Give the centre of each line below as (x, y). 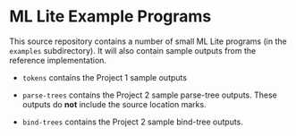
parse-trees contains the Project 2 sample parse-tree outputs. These (149, 95)
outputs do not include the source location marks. (114, 104)
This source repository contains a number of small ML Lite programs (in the (148, 41)
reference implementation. (58, 60)
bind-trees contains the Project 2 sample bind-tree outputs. (133, 122)
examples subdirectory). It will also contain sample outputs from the (133, 50)
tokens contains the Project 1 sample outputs (105, 77)
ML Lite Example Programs (110, 17)
